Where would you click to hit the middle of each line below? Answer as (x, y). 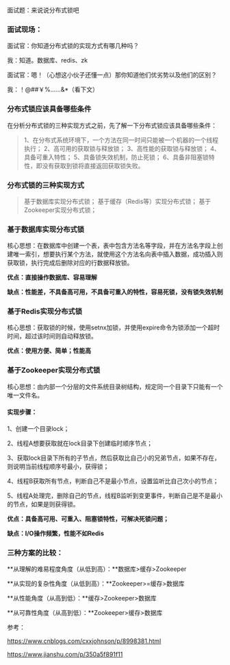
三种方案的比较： (35, 552)
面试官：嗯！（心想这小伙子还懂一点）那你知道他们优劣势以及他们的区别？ (112, 75)
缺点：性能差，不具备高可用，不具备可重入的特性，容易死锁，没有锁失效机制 (115, 292)
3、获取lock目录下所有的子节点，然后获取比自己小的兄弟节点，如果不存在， (114, 458)
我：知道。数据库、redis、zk (47, 60)
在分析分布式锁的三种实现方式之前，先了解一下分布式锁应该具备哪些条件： (112, 125)
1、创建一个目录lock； (38, 428)
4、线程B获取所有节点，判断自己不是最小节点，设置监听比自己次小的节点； (113, 481)
